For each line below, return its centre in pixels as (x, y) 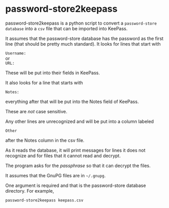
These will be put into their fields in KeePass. (53, 73)
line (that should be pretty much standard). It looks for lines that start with (83, 44)
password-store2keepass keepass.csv (44, 200)
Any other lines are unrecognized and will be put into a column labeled (80, 121)
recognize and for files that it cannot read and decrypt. (63, 155)
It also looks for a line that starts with (44, 82)
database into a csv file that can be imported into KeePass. (67, 28)
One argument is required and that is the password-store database (76, 185)
